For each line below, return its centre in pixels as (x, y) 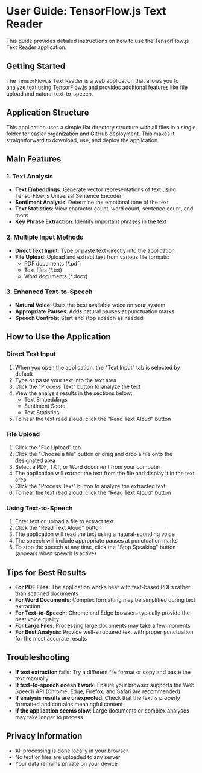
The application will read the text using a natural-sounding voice (95, 534)
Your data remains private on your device (66, 763)
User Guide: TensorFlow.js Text (86, 11)
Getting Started (36, 66)
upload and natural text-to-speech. (50, 93)
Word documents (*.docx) (56, 276)
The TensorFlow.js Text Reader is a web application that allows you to (93, 80)
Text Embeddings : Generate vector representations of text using (96, 189)
